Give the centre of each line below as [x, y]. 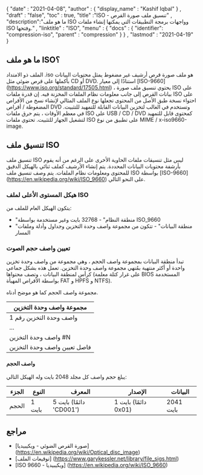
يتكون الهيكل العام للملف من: [39, 208]
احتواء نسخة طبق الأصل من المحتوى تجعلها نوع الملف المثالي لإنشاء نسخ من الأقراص [101, 100]
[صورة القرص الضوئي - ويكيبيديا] [52, 446]
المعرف [80, 392]
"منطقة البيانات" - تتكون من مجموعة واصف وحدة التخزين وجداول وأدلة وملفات [104, 226]
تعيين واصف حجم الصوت [38, 248]
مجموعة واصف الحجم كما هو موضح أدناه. [52, 293]
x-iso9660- [173, 119]
